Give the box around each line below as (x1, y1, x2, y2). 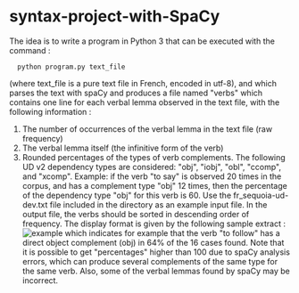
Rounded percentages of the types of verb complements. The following (21, 151, 286, 162)
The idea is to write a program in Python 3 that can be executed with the (9, 36, 275, 46)
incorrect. (21, 274, 59, 286)
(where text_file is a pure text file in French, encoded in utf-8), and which (9, 77, 278, 88)
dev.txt (21, 199, 48, 210)
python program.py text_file (17, 62, 126, 71)
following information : (9, 106, 92, 117)
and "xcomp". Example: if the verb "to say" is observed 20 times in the (21, 171, 282, 182)
